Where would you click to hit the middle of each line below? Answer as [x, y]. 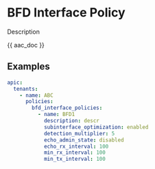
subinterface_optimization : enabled [96, 127]
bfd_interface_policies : [67, 108]
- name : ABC [36, 95]
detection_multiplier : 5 [79, 133]
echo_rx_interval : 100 [76, 146]
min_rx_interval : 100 [75, 153]
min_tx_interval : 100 [75, 159]
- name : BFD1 [56, 115]
